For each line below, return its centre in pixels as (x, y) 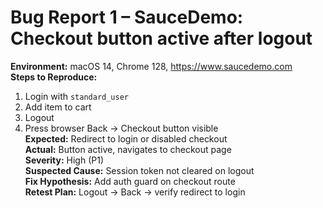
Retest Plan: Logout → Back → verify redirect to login (135, 192)
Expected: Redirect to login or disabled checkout (126, 138)
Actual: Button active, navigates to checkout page (128, 149)
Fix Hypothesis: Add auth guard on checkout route (130, 181)
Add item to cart (58, 107)
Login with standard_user (77, 96)
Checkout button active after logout (161, 38)
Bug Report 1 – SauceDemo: (127, 17)
